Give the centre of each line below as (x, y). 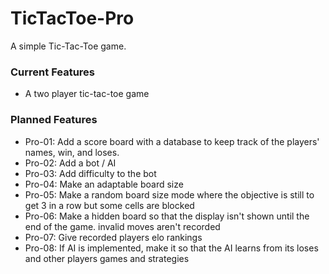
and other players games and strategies (107, 258)
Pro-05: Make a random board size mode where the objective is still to (169, 194)
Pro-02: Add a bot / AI (70, 163)
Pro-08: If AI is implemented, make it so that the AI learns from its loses (171, 248)
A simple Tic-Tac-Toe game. (68, 46)
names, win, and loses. (72, 152)
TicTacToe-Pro (72, 18)
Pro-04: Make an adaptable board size (104, 184)
